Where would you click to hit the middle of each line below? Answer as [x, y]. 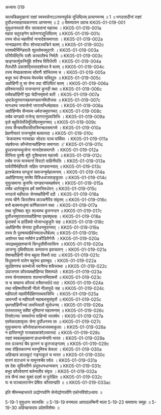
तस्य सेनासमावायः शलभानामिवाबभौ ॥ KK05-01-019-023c [54, 277]
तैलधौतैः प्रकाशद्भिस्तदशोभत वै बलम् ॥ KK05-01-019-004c [55, 67]
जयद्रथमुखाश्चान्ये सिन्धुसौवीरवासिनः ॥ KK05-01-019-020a [54, 244]
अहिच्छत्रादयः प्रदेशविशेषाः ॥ [39, 408]
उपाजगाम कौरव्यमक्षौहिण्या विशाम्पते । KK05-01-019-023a [54, 272]
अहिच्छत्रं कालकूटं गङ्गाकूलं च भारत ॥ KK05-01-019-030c [55, 355]
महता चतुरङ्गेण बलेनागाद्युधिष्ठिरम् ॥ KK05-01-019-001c [53, 33]
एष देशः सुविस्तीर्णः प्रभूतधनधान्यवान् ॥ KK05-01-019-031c [53, 366]
